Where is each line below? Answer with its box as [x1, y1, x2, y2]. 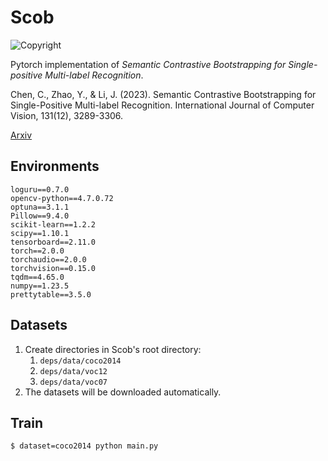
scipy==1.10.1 [10, 228, 70, 238]
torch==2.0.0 [10, 246, 65, 256]
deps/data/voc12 [39, 366, 108, 376]
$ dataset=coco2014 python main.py [10, 441, 159, 451]
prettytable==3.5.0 [10, 289, 92, 300]
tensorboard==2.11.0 [10, 237, 97, 247]
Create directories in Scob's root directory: [24, 343, 202, 355]
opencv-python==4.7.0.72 [10, 193, 114, 203]
